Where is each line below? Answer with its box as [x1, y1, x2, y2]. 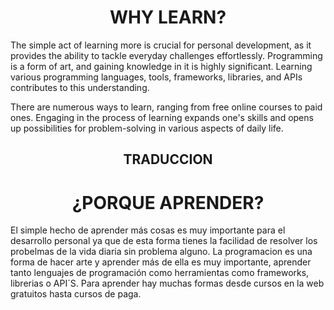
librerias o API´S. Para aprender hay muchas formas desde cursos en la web [10, 277, 325, 290]
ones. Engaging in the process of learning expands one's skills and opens [10, 111, 314, 123]
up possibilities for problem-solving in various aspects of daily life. [10, 122, 284, 134]
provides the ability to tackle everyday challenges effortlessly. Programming [10, 49, 323, 61]
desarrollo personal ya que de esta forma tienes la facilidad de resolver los [10, 235, 318, 247]
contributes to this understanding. [10, 81, 150, 93]
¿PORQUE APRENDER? [71, 191, 265, 214]
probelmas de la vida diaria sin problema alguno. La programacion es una [10, 246, 313, 258]
